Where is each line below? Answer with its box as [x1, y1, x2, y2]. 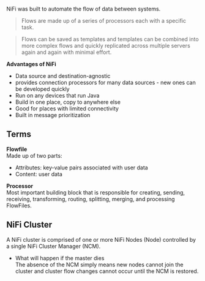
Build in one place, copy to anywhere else [15, 98, 121, 106]
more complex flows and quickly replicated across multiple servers [21, 42, 191, 49]
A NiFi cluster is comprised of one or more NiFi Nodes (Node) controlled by [6, 236, 196, 243]
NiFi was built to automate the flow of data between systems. [6, 6, 161, 12]
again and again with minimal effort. [21, 48, 112, 56]
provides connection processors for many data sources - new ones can [15, 79, 196, 86]
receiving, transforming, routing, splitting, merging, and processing [6, 195, 176, 202]
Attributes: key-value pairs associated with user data [15, 164, 148, 171]
